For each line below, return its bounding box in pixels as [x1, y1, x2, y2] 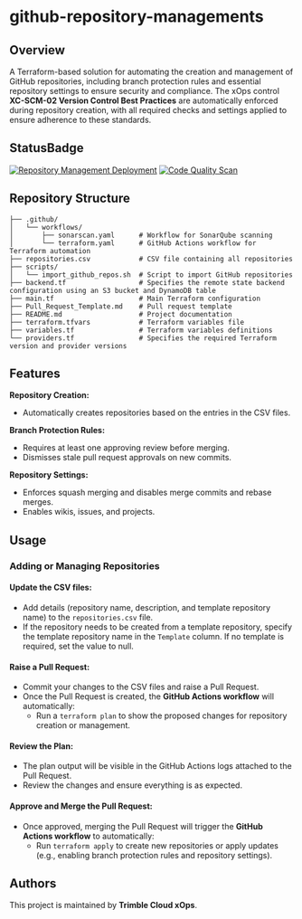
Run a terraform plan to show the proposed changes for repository [35, 710, 288, 721]
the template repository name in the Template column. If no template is [22, 630, 285, 641]
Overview [9, 43, 66, 58]
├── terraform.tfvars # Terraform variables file [9, 317, 245, 327]
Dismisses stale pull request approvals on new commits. [22, 452, 232, 463]
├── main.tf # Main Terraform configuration [9, 294, 260, 303]
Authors [9, 876, 57, 891]
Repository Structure [9, 191, 131, 206]
